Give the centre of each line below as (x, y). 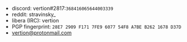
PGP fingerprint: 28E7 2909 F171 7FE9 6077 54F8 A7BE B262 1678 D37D (96, 26)
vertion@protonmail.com (41, 33)
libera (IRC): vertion (35, 20)
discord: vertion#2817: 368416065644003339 (62, 8)
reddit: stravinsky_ (34, 14)
